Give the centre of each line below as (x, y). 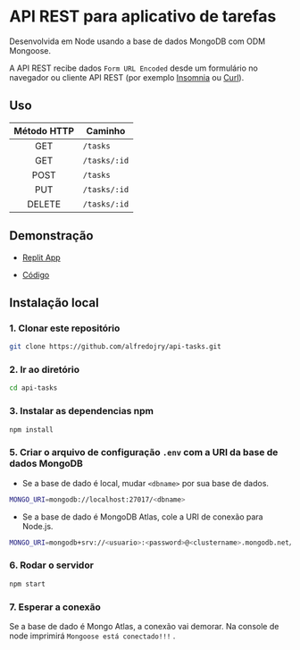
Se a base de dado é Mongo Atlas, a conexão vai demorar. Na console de (144, 626)
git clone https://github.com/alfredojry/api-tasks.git (115, 347)
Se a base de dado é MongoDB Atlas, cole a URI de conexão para (142, 517)
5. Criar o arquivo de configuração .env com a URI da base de (144, 452)
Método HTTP (44, 131)
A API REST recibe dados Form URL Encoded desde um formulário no (134, 68)
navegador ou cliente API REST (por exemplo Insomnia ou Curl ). (127, 77)
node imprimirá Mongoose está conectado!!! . (92, 636)
